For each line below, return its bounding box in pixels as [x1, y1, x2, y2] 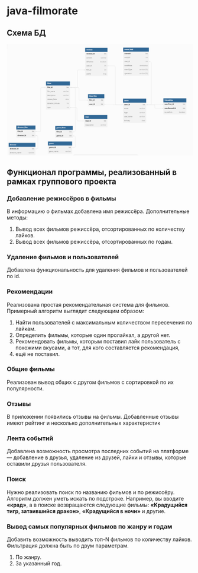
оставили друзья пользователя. [7, 460, 87, 467]
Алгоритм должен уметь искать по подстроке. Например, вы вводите [7, 495, 184, 502]
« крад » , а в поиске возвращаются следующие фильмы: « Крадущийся [7, 501, 188, 508]
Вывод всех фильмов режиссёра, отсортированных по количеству [15, 225, 186, 233]
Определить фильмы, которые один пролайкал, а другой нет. [15, 331, 171, 339]
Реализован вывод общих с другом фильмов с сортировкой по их [7, 378, 174, 386]
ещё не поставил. [15, 350, 60, 357]
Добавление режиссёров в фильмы [7, 194, 116, 202]
